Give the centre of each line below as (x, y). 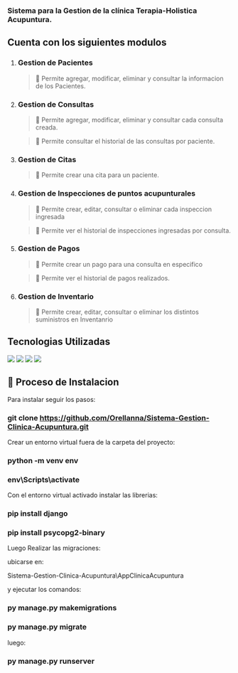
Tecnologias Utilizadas (59, 342)
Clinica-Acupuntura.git (48, 427)
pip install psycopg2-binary (56, 533)
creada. (47, 127)
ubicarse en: (26, 562)
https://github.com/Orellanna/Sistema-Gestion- (124, 418)
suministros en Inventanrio (74, 319)
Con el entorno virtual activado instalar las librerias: (83, 495)
